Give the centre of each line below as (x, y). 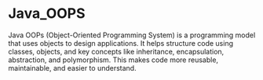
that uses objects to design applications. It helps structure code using (121, 43)
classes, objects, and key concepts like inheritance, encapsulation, (116, 51)
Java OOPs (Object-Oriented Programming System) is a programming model (132, 35)
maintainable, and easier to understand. (72, 68)
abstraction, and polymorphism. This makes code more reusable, (113, 60)
